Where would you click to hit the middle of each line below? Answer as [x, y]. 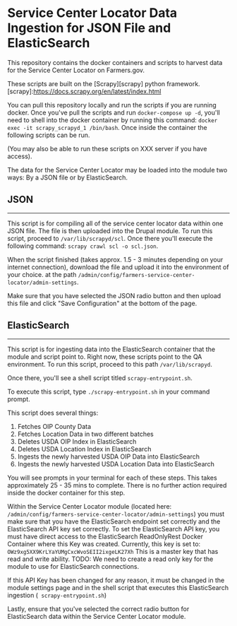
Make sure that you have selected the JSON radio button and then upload [114, 295]
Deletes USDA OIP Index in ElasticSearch [77, 441]
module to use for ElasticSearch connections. [73, 566]
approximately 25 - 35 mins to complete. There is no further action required [117, 485]
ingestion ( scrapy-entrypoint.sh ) [57, 595]
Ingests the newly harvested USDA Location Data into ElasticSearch [116, 463]
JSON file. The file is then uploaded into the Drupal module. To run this [110, 230]
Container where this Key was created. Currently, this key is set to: [104, 544]
